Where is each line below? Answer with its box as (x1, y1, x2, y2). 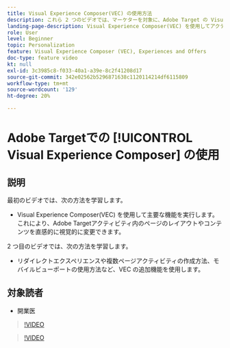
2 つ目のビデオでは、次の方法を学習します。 (7, 242, 132, 250)
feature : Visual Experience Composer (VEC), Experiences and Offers (7, 49, 207, 55)
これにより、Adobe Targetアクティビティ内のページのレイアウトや (16, 219, 204, 227)
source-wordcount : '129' (7, 86, 78, 93)
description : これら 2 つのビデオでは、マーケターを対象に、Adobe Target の (7, 16, 208, 23)
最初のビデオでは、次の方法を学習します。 (7, 196, 127, 204)
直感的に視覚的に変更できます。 (35, 228, 125, 236)
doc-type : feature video (7, 55, 78, 62)
